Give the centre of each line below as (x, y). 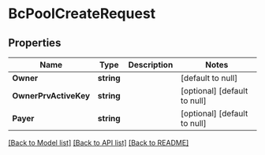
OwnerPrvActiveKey (51, 96)
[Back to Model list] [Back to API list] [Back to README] (99, 143)
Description (151, 65)
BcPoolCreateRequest (82, 14)
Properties (35, 43)
